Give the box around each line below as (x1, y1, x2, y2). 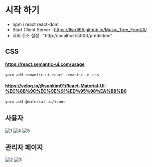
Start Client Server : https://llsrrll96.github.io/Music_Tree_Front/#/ (12, 26, 147, 32)
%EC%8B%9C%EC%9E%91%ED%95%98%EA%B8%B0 (5, 88, 127, 94)
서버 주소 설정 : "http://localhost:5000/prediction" (12, 32, 113, 38)
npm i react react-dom (12, 21, 59, 27)
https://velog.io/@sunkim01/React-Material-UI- (5, 83, 107, 89)
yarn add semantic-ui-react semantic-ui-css (5, 72, 99, 77)
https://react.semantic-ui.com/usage (5, 61, 85, 67)
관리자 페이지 (5, 143, 43, 152)
